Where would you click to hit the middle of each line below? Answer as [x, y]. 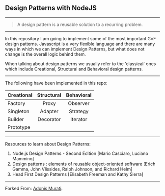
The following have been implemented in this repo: [56, 83]
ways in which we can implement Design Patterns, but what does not [75, 49]
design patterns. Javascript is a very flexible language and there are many [80, 44]
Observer [79, 103]
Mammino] [23, 158]
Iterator [79, 119]
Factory [16, 103]
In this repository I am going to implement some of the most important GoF [81, 38]
